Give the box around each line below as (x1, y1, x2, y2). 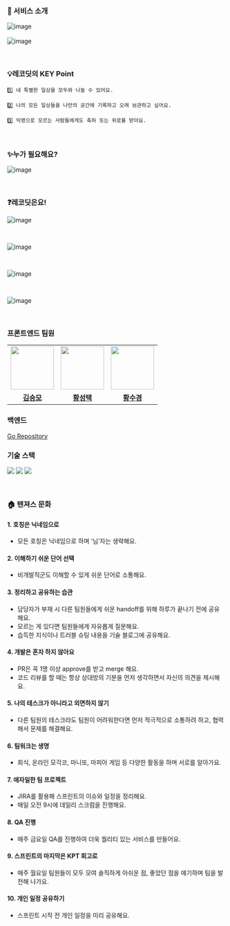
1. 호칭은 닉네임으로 (7, 520, 59, 528)
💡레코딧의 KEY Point (7, 69, 75, 79)
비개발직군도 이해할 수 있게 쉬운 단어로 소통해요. (17, 570, 146, 579)
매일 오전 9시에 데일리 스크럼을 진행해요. (17, 801, 126, 809)
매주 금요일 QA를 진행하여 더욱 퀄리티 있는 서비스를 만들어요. (17, 835, 181, 843)
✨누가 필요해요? (7, 149, 58, 159)
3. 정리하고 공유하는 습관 (7, 588, 73, 596)
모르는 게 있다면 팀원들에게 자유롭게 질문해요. (17, 622, 140, 630)
